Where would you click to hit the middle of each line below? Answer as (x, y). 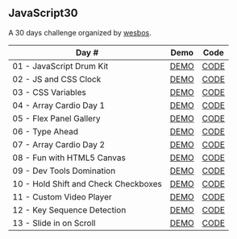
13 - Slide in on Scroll (54, 223)
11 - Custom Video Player (62, 196)
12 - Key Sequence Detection (69, 210)
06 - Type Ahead (46, 131)
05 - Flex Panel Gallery (56, 118)
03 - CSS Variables (49, 92)
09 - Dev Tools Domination (64, 171)
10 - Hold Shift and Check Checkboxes (87, 183)
